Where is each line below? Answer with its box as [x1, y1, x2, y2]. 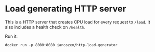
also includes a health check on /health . [5, 24, 85, 30]
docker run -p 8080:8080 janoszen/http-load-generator [5, 42, 118, 47]
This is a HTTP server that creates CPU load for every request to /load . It [5, 19, 151, 25]
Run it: [5, 33, 18, 39]
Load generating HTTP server [5, 3, 127, 14]
